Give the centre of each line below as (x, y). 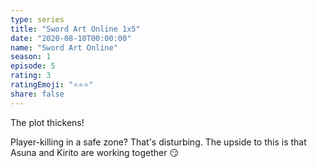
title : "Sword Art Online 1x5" (75, 29)
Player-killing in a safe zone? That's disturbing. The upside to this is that (158, 142)
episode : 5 (33, 66)
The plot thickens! (47, 122)
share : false (37, 94)
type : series (37, 19)
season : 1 (31, 57)
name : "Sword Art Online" (64, 47)
